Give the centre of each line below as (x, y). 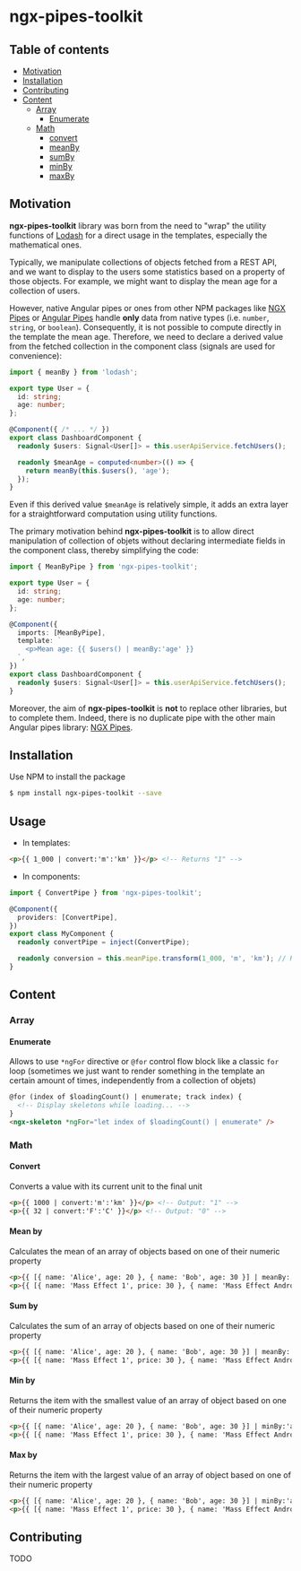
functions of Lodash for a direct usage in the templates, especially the (138, 235)
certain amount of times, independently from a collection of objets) (133, 1081)
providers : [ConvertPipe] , (68, 917)
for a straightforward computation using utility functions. (113, 514)
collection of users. (45, 291)
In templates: (46, 843)
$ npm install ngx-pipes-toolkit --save (86, 794)
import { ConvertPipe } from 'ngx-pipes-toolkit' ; (106, 893)
